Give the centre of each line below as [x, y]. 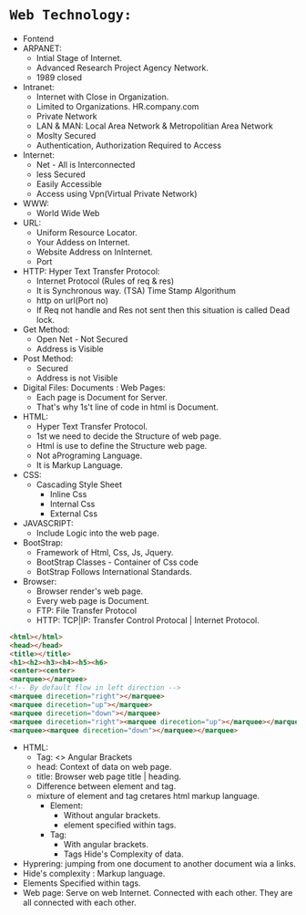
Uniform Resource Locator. [87, 232]
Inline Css [68, 494]
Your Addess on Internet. [83, 242]
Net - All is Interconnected [86, 164]
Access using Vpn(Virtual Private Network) [117, 193]
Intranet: [38, 87]
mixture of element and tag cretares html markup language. [148, 796]
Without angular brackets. [112, 816]
